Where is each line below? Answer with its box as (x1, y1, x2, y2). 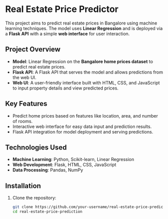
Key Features (5, 99, 48, 108)
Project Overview (5, 45, 61, 53)
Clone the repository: (12, 195, 57, 201)
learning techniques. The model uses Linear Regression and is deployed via (5, 25, 163, 31)
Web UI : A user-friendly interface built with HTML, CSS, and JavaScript (12, 79, 160, 85)
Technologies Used (5, 143, 67, 151)
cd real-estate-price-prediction (12, 209, 83, 214)
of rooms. (12, 118, 33, 124)
